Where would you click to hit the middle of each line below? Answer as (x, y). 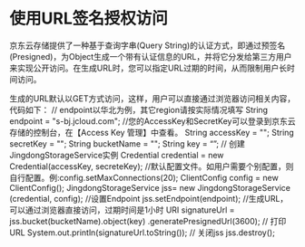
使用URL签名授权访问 (89, 19)
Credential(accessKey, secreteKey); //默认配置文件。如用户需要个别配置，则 (152, 166)
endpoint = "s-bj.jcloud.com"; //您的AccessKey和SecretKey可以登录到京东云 (152, 121)
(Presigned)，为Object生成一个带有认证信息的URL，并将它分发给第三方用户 (151, 56)
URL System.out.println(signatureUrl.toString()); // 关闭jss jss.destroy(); (142, 233)
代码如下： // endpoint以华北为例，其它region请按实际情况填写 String (139, 109)
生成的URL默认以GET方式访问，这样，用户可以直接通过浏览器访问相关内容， (152, 98)
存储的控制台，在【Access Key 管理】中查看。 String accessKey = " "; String (152, 132)
